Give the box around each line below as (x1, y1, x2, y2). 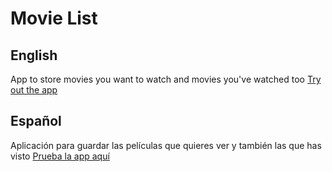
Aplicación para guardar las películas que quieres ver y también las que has (10, 139, 322, 151)
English (10, 47, 58, 64)
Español (10, 113, 62, 130)
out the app (10, 84, 58, 96)
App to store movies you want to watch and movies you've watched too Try (10, 73, 322, 85)
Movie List (10, 7, 98, 30)
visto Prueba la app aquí (10, 150, 110, 162)
